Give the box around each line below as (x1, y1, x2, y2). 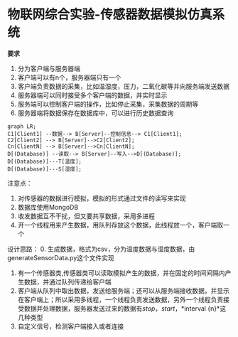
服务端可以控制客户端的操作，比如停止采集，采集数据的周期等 (17, 100, 199, 108)
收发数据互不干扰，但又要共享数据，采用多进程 (17, 211, 155, 220)
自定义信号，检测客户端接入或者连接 (17, 321, 124, 331)
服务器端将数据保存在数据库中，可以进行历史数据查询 (17, 108, 174, 117)
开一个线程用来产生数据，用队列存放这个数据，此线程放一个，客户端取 (17, 220, 224, 229)
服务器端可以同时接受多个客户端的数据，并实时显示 (17, 90, 168, 100)
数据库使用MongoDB (17, 203, 79, 211)
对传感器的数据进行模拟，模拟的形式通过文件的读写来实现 (17, 193, 186, 203)
